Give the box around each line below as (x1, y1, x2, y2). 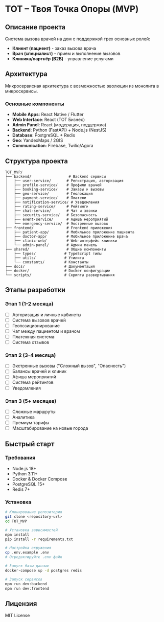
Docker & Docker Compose (12, 476, 68, 482)
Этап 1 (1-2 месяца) (5, 300, 54, 307)
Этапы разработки (5, 286, 66, 294)
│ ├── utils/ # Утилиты (5, 255, 84, 260)
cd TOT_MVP (5, 519, 27, 524)
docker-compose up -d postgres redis (5, 568, 82, 573)
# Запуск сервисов (5, 576, 43, 582)
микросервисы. (5, 88, 38, 94)
